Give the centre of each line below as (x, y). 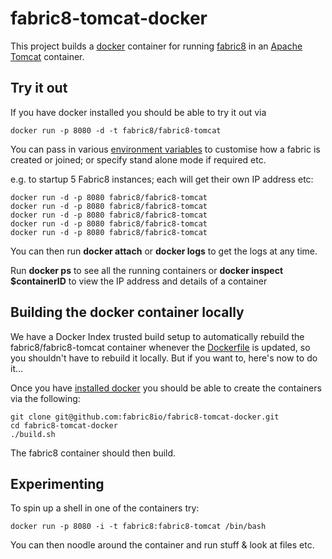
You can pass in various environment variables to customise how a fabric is (165, 149)
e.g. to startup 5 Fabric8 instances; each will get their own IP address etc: (162, 179)
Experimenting (57, 483)
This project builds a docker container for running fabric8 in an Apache (156, 46)
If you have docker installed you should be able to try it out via (138, 112)
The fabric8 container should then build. (93, 453)
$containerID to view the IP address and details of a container (139, 281)
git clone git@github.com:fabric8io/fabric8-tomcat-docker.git (145, 417)
